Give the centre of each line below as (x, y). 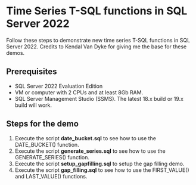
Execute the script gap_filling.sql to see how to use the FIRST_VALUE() (102, 170)
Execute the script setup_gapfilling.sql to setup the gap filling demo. (99, 164)
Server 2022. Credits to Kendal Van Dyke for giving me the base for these (97, 47)
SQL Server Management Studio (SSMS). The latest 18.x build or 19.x (99, 98)
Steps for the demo (43, 124)
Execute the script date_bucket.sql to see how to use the (85, 138)
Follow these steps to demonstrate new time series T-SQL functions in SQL (98, 40)
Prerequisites (32, 72)
